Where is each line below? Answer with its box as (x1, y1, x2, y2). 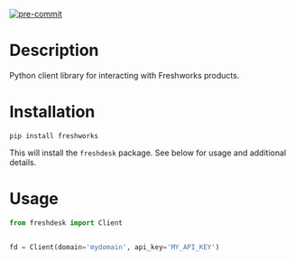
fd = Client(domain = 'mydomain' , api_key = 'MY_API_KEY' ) (9, 242, 220, 252)
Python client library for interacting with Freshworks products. (9, 70, 240, 80)
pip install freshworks (9, 131, 99, 140)
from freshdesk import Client (9, 218, 124, 228)
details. (9, 156, 37, 167)
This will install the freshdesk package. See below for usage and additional (9, 147, 287, 158)
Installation (9, 102, 96, 122)
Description (9, 41, 99, 61)
